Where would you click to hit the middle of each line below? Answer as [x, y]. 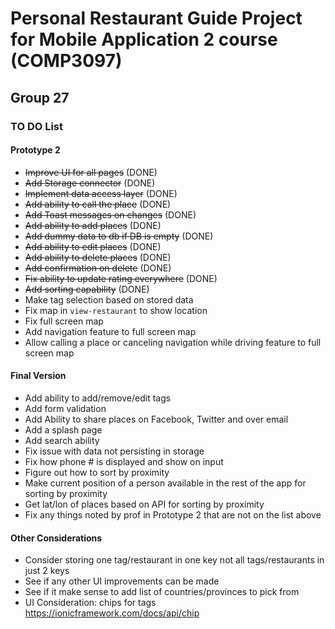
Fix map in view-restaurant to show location [116, 310]
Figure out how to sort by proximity [97, 472]
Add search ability [62, 440]
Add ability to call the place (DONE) [98, 204]
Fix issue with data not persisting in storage [114, 451]
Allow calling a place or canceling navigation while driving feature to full [173, 342]
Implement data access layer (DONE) [101, 193]
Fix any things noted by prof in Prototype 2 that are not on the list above [173, 514]
